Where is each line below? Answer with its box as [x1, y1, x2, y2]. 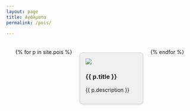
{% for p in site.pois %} [15, 49, 72, 56]
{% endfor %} [150, 49, 185, 56]
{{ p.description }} [85, 86, 129, 93]
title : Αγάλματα [6, 14, 46, 20]
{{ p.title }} [85, 72, 118, 81]
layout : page [6, 8, 39, 15]
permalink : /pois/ [6, 20, 52, 26]
